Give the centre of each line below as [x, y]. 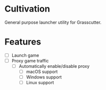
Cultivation [27, 9]
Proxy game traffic [30, 60]
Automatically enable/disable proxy [54, 66]
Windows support [44, 77]
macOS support [42, 72]
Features [23, 42]
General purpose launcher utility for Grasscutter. [53, 22]
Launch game [25, 55]
